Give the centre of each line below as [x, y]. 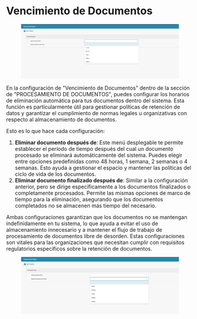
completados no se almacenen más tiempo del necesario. [85, 206]
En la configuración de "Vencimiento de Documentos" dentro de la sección [98, 88]
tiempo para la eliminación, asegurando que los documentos [89, 200]
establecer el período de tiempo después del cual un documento [94, 149]
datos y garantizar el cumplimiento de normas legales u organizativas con [97, 113]
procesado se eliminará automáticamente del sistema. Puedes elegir [98, 155]
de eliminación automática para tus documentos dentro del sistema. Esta [95, 101]
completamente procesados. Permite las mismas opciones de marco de [103, 193]
